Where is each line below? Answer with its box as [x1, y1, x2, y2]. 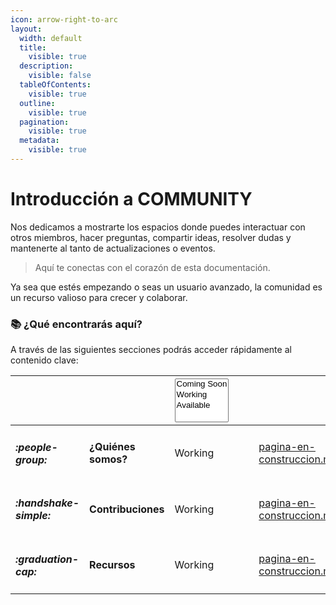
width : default [19, 33, 83, 43]
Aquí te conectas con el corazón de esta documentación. [34, 261, 271, 273]
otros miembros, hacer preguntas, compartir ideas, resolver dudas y [10, 231, 292, 243]
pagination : [19, 117, 70, 127]
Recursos [89, 558, 136, 572]
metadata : [19, 136, 60, 146]
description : [19, 61, 74, 71]
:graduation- [15, 552, 80, 566]
